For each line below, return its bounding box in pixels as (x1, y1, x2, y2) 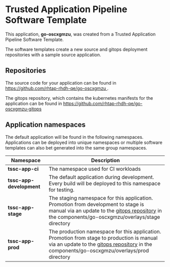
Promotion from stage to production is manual (49, 234, 158, 241)
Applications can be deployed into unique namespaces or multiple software (5, 139, 163, 145)
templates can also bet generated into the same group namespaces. (5, 144, 148, 150)
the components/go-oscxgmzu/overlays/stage (49, 213, 160, 220)
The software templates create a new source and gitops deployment (5, 46, 148, 52)
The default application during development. (49, 173, 154, 180)
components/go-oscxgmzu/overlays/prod (49, 247, 149, 254)
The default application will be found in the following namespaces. (5, 134, 144, 140)
